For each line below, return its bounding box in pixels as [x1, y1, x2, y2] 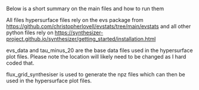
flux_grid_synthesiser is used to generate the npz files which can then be [6, 71, 186, 78]
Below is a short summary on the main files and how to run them [6, 5, 164, 12]
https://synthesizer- [54, 29, 104, 36]
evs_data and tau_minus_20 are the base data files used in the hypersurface [6, 47, 193, 54]
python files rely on [6, 29, 54, 36]
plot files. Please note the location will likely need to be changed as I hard [6, 53, 186, 60]
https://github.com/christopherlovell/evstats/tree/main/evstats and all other [6, 23, 191, 30]
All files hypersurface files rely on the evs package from [6, 17, 144, 23]
